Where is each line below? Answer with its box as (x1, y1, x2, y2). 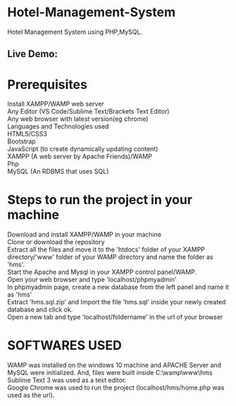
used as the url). (7, 391, 55, 400)
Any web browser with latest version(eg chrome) (7, 114, 149, 124)
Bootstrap (7, 137, 37, 145)
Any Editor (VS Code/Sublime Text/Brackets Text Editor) (7, 107, 170, 116)
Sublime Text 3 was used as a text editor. (7, 376, 127, 385)
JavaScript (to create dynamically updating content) (7, 145, 159, 153)
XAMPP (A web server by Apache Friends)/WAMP (7, 153, 153, 161)
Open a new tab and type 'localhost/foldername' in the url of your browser (7, 313, 223, 321)
